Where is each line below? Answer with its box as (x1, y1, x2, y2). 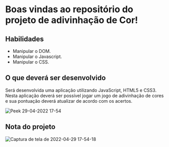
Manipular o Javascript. (12, 53, 62, 60)
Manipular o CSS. (12, 59, 49, 65)
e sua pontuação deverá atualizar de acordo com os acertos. (5, 98, 133, 104)
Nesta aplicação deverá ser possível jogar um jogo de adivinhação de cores (5, 93, 164, 99)
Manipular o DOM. (12, 48, 51, 54)
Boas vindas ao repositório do (5, 4, 133, 15)
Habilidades (5, 35, 44, 43)
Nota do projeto (5, 123, 56, 131)
